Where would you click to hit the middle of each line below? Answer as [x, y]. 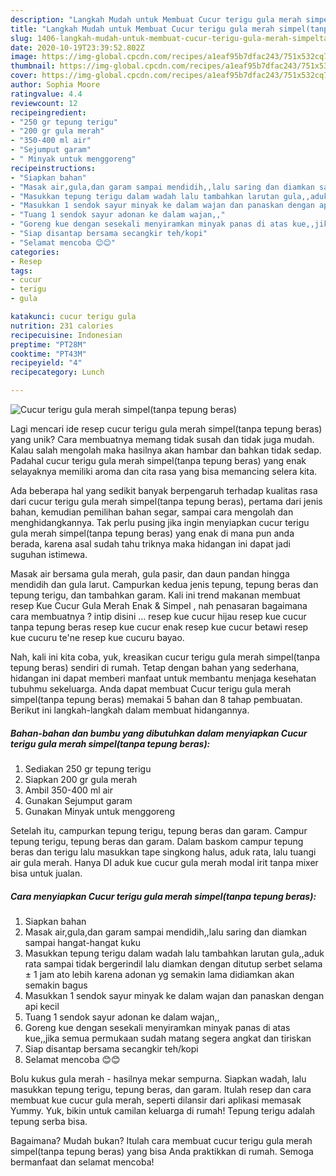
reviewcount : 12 [44, 103]
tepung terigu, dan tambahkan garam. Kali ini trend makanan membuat [155, 595]
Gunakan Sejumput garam [78, 800]
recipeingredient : [48, 112]
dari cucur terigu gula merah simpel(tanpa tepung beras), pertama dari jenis [166, 501]
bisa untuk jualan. [46, 873]
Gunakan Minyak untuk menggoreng [100, 811]
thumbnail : [33, 66]
